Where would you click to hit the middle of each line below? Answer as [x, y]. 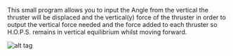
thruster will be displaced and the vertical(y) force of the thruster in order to [117, 17]
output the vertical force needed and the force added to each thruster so [112, 25]
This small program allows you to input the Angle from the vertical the [108, 10]
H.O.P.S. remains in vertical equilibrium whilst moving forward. [97, 32]
